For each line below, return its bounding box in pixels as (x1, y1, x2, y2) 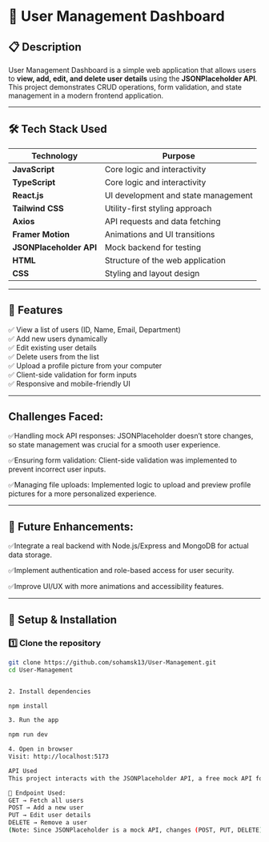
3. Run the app (8, 716, 59, 724)
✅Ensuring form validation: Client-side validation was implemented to (8, 455, 238, 465)
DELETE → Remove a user (8, 819, 88, 827)
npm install (8, 702, 48, 710)
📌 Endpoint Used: (8, 788, 66, 797)
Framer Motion (12, 228, 70, 239)
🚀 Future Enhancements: (8, 519, 134, 533)
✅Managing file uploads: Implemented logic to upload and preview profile (8, 480, 251, 490)
